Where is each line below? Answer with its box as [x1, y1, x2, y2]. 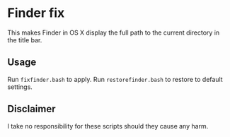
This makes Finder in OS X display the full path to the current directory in [7, 28, 220, 37]
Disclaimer [7, 103, 56, 115]
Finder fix [7, 5, 65, 21]
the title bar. [7, 35, 42, 44]
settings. [7, 83, 33, 91]
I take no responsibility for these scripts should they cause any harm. [7, 121, 209, 130]
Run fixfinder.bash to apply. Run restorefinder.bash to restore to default [7, 75, 223, 83]
